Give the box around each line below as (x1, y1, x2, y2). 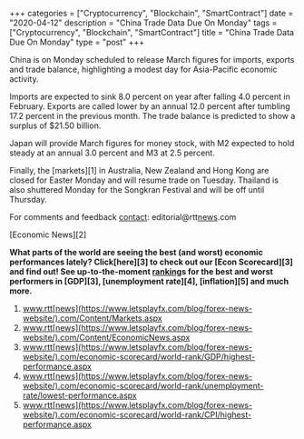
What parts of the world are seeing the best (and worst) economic (9, 247, 263, 257)
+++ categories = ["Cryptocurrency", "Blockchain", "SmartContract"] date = (9, 8, 294, 18)
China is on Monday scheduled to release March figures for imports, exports (9, 55, 295, 65)
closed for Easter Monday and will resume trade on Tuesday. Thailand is (9, 175, 279, 185)
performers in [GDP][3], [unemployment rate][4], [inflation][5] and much (9, 276, 289, 286)
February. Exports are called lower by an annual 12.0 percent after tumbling (9, 101, 290, 112)
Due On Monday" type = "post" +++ (9, 36, 145, 47)
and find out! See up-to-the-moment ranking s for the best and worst (9, 266, 274, 276)
